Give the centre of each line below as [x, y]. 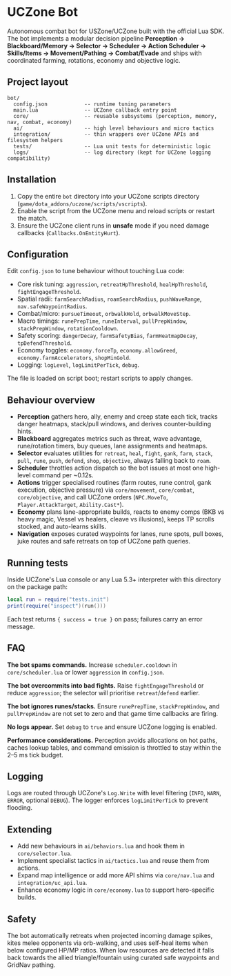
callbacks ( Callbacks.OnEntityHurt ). [69, 232]
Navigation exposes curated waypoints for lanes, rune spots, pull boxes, [120, 534]
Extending [30, 829]
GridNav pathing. [31, 965]
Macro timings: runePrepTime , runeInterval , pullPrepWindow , [102, 321]
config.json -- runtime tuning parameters [92, 104]
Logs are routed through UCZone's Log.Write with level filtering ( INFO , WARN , [114, 793]
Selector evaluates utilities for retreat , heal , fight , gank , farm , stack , [115, 453]
